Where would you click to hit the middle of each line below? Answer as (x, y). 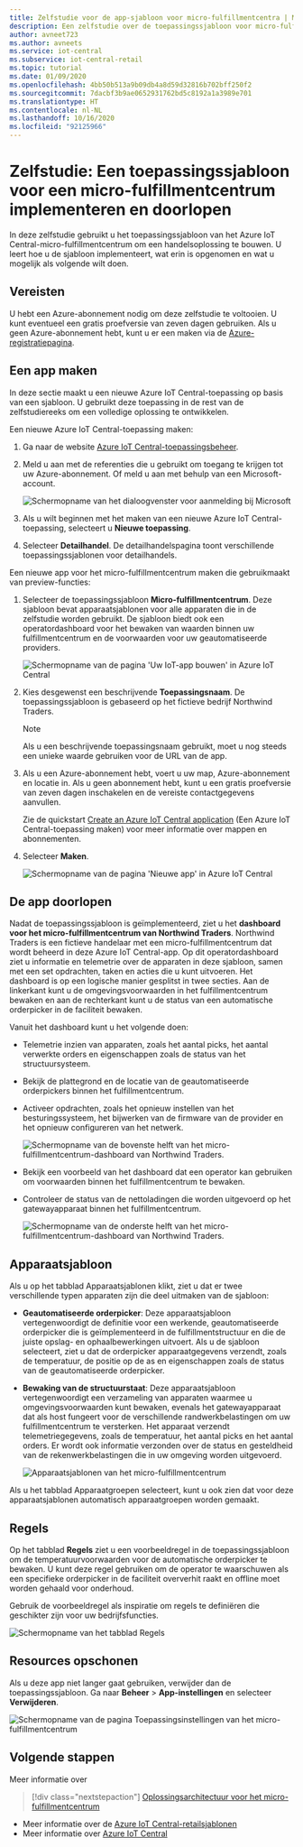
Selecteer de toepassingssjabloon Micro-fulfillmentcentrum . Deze (147, 599)
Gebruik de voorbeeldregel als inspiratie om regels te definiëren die (134, 1606)
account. (39, 483)
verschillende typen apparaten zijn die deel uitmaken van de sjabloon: (139, 1296)
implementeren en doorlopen (120, 210)
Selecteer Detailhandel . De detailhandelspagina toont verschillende (148, 545)
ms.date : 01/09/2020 (48, 77)
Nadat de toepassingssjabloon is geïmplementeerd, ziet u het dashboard (145, 923)
